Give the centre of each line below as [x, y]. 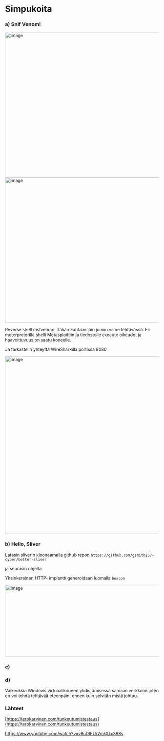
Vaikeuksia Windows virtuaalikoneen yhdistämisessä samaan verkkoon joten [82, 691]
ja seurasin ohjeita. [24, 568]
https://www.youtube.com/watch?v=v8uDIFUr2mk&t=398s [64, 734]
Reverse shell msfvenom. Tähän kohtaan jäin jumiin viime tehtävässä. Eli [78, 330]
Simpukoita [29, 9]
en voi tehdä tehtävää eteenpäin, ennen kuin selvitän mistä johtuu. [72, 696]
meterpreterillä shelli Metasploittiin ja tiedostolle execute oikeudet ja [73, 335]
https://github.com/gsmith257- [123, 555]
